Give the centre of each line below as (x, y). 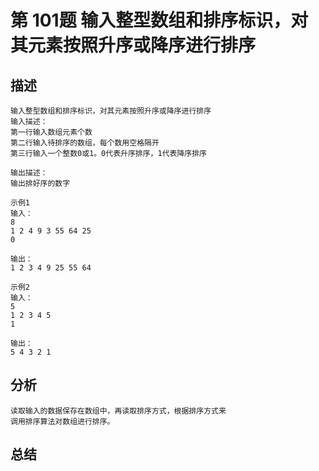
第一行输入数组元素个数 (51, 132)
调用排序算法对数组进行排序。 (62, 421)
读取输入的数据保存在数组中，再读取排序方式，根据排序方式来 (118, 411)
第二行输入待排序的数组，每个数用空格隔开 (85, 143)
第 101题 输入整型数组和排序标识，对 (159, 20)
